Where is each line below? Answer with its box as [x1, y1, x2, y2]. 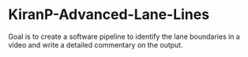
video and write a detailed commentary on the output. [8, 40, 183, 49]
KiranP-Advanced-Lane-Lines [8, 6, 210, 24]
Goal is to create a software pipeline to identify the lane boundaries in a [8, 32, 241, 41]
